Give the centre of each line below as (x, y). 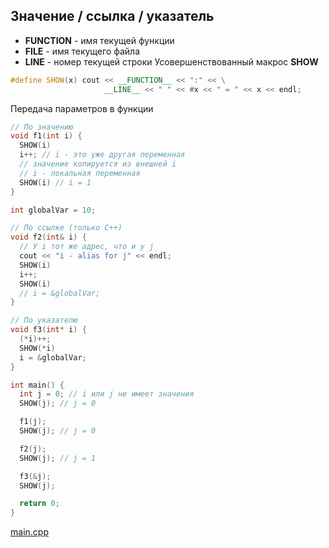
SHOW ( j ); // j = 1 (58, 458)
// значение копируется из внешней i (98, 164)
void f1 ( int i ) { (46, 136)
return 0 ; (39, 504)
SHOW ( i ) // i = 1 (55, 182)
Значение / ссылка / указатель (112, 16)
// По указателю (44, 320)
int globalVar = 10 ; (53, 210)
